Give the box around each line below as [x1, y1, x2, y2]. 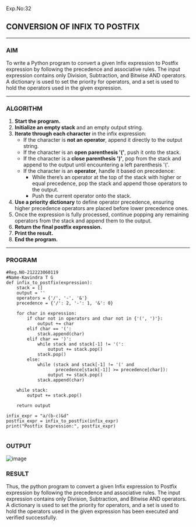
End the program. [14, 236, 58, 243]
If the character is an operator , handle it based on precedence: [23, 167, 175, 174]
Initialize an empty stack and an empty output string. [14, 124, 143, 131]
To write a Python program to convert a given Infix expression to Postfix [6, 60, 179, 67]
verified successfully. [6, 514, 57, 521]
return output [16, 402, 51, 409]
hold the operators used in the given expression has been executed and [6, 508, 179, 515]
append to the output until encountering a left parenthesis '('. [23, 161, 170, 169]
